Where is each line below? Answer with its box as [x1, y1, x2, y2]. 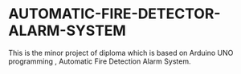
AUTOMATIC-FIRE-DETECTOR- [8, 5, 221, 23]
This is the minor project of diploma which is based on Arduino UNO [8, 48, 234, 57]
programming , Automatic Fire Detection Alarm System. [8, 56, 191, 66]
